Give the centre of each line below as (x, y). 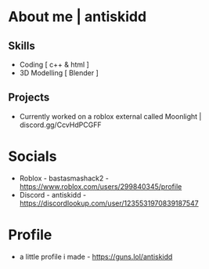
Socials (32, 156)
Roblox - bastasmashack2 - (64, 178)
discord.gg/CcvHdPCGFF (60, 125)
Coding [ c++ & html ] (54, 64)
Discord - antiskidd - (53, 194)
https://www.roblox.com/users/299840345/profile (101, 186)
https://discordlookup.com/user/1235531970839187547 (109, 203)
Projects (29, 98)
